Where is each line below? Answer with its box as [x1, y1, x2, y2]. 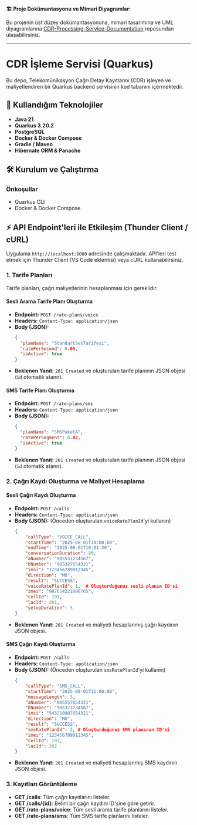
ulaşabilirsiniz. [6, 32, 41, 38]
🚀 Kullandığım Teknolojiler [6, 100, 104, 110]
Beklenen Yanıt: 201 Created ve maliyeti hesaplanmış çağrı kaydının [14, 621, 179, 628]
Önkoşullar [6, 185, 38, 193]
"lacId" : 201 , [25, 600, 60, 605]
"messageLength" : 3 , [25, 694, 76, 700]
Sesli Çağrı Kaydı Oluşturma [6, 491, 76, 499]
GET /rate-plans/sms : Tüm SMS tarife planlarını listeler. [14, 812, 150, 819]
